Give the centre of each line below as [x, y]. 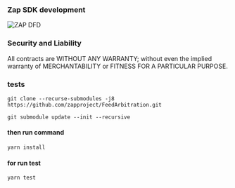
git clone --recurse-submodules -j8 [61, 99]
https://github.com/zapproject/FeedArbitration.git [84, 105]
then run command [36, 133]
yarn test [22, 178]
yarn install [26, 148]
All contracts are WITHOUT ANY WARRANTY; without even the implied [110, 58]
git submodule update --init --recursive [69, 117]
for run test [24, 163]
